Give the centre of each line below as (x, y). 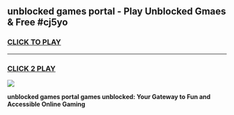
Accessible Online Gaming (46, 104)
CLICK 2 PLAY (31, 68)
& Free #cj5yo (38, 23)
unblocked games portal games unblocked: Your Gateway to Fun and (109, 96)
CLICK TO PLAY (34, 43)
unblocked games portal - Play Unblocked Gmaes (117, 11)
